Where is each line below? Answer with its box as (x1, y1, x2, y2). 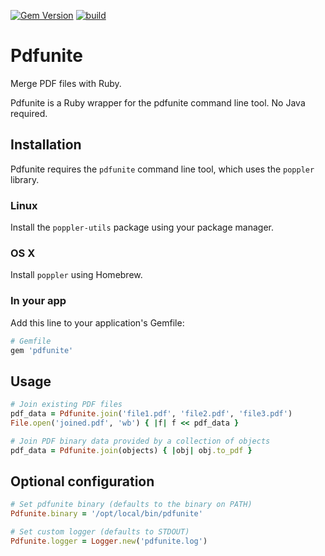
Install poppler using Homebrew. (10, 269, 143, 281)
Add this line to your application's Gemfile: (10, 316, 185, 329)
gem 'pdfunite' (10, 345, 74, 355)
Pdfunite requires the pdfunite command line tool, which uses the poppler (10, 163, 315, 175)
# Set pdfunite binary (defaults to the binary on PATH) (10, 500, 253, 510)
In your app (10, 294, 67, 308)
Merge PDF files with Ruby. (10, 77, 122, 89)
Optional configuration (10, 473, 155, 490)
